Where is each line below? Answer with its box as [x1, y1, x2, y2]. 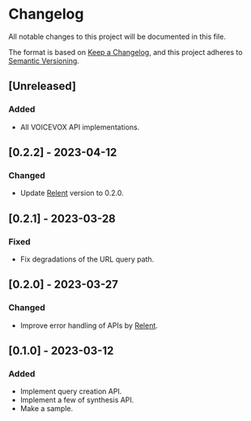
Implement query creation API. [19, 386, 122, 397]
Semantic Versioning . [8, 56, 79, 66]
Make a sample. [19, 404, 74, 414]
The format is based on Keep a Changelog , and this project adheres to [8, 47, 243, 57]
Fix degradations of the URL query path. [19, 254, 155, 264]
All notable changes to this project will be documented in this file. [8, 32, 227, 41]
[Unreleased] [8, 79, 77, 93]
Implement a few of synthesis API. [19, 395, 134, 405]
